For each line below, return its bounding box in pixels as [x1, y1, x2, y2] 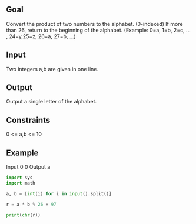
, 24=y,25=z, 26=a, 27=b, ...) [6, 32, 76, 40]
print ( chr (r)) [6, 212, 41, 218]
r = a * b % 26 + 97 [6, 201, 57, 208]
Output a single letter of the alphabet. [6, 98, 97, 105]
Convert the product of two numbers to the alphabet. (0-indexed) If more [6, 20, 184, 27]
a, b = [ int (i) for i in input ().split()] [6, 190, 112, 196]
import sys [6, 175, 33, 181]
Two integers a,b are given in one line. [6, 65, 99, 72]
